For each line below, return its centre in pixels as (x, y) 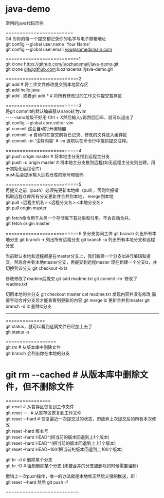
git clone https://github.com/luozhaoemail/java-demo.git (62, 64)
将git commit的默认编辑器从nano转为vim (46, 111)
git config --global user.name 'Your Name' (48, 44)
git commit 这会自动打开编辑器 (36, 128)
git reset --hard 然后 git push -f (37, 482)
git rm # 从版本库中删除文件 (33, 347)
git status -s (18, 332)
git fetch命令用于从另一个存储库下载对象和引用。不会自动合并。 (69, 218)
